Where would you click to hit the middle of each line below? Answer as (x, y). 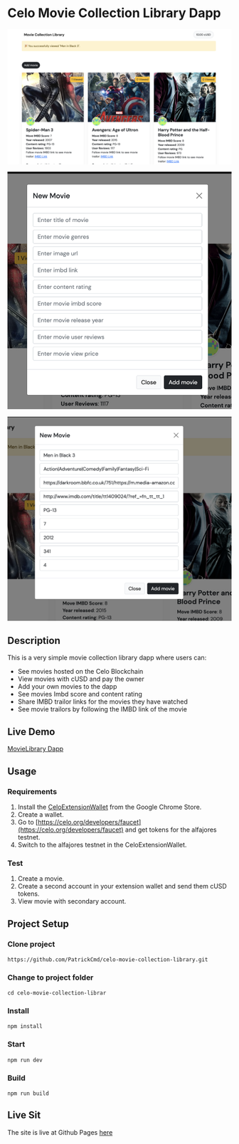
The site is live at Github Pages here (60, 1132)
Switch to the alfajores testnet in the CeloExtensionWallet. (102, 844)
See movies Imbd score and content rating (80, 694)
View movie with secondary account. (72, 901)
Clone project (31, 944)
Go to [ (28, 822)
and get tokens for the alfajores (171, 830)
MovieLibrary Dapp (36, 749)
